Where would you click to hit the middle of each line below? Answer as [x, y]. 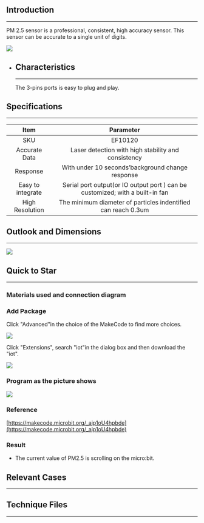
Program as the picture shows [51, 381]
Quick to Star [32, 270]
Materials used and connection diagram [66, 295]
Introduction [30, 10]
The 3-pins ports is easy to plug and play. [67, 87]
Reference [22, 410]
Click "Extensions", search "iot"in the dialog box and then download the [96, 348]
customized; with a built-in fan [125, 192]
